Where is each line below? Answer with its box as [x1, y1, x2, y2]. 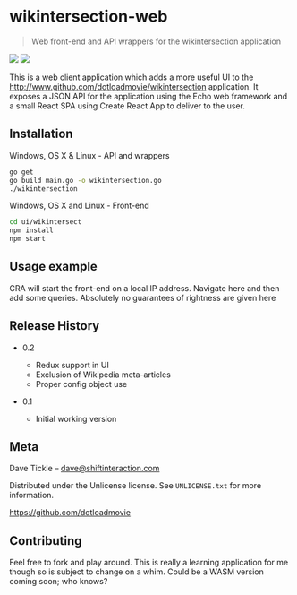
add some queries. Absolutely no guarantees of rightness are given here [9, 292, 276, 303]
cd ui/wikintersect [9, 218, 82, 227]
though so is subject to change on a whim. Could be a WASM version [9, 566, 264, 577]
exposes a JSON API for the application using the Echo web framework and [9, 91, 288, 101]
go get [9, 168, 34, 177]
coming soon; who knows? [9, 576, 108, 587]
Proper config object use [35, 378, 128, 389]
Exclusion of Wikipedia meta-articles [35, 369, 172, 380]
